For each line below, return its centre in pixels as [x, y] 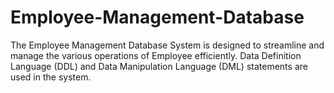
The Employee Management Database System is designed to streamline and [167, 45]
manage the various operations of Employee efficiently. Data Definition [156, 55]
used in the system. [51, 77]
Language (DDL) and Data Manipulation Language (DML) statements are [159, 66]
